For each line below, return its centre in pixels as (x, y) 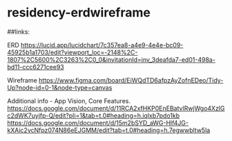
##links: (18, 32)
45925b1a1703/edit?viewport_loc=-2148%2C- (72, 52)
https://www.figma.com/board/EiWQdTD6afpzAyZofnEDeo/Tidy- (131, 80)
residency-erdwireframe (79, 13)
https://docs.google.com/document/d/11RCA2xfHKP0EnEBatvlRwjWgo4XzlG (116, 108)
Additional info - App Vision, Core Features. (69, 100)
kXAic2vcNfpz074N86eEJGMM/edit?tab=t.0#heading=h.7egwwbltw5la (109, 130)
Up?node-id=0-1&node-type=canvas (60, 87)
